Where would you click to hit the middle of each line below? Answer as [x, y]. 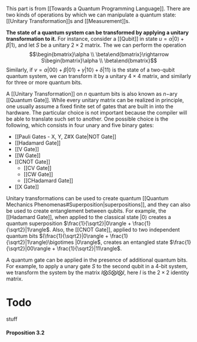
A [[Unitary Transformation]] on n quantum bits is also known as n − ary [92, 94]
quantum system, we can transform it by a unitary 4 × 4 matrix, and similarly [99, 76]
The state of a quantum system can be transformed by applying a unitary [98, 32]
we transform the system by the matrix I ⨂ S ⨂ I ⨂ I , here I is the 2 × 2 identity [98, 272]
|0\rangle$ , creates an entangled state [122, 242]
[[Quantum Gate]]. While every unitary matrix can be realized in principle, [95, 100]
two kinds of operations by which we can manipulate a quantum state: [91, 15]
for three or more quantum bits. [44, 82]
